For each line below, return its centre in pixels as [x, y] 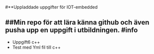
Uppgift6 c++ [26, 42]
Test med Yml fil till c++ [37, 47]
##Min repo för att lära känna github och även [77, 22]
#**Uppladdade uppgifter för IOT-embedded [51, 7]
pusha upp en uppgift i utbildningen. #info [72, 30]
